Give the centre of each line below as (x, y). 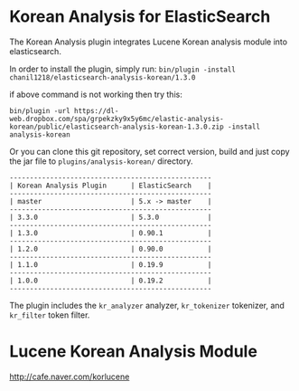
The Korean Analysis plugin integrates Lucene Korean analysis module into (148, 42)
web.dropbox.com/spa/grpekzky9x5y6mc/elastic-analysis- (117, 119)
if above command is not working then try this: (96, 94)
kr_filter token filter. (50, 315)
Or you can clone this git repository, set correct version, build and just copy (150, 151)
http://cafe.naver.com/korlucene (70, 377)
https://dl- (96, 110)
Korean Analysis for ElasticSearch (140, 17)
